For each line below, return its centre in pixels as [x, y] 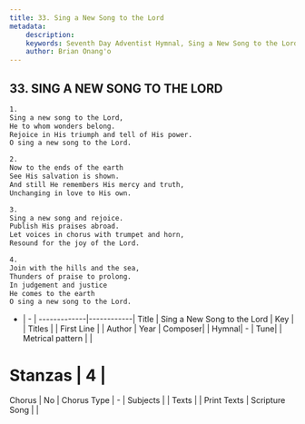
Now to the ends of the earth [67, 168]
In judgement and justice [58, 285]
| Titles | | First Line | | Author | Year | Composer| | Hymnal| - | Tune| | [152, 329]
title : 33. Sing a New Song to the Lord [87, 18]
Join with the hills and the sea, [75, 268]
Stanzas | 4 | [58, 375]
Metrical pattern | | [58, 339]
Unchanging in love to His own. [70, 193]
